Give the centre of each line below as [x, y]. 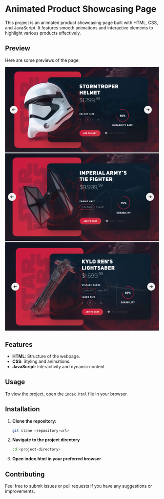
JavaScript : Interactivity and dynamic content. [59, 366]
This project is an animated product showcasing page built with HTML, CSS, [82, 23]
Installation [22, 409]
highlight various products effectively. [43, 33]
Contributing [25, 474]
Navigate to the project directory [46, 440]
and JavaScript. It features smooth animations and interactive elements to [79, 27]
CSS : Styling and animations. [41, 361]
